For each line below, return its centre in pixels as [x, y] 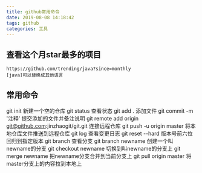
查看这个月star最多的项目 [54, 55]
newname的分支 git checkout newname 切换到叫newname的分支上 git [93, 148]
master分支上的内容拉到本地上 [44, 163]
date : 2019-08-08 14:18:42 [40, 17]
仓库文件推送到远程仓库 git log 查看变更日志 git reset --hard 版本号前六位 [102, 133]
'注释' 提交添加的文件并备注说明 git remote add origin [73, 118]
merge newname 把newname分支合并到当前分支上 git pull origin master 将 [99, 156]
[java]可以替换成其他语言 [35, 75]
